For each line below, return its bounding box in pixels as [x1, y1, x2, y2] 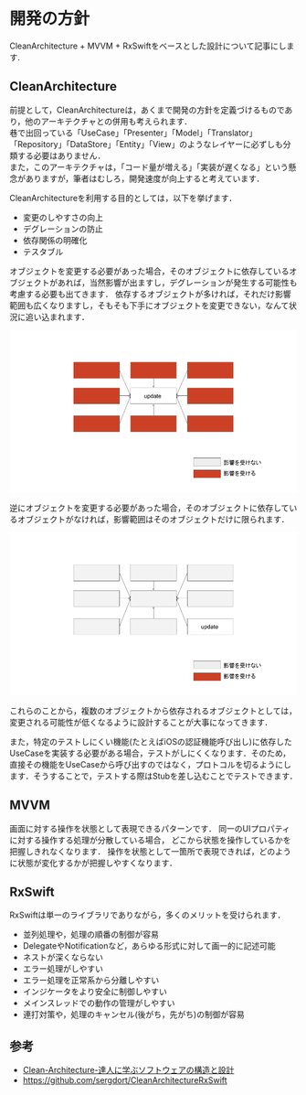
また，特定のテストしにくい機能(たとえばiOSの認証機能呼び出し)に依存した [9, 735, 292, 746]
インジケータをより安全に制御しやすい [22, 986, 167, 997]
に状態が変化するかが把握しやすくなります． [9, 857, 178, 868]
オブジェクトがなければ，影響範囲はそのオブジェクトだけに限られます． [16, 514, 290, 525]
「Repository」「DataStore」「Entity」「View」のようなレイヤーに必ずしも [9, 138, 283, 149]
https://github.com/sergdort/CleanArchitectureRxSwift [22, 1075, 227, 1086]
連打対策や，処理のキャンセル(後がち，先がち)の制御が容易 [22, 1009, 245, 1020]
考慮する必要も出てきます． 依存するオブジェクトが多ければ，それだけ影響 [9, 288, 291, 299]
